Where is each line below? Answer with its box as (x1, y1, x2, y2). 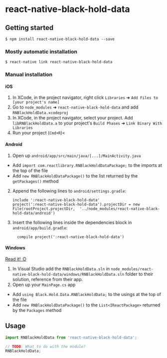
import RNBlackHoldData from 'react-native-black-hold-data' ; (5, 335, 137, 340)
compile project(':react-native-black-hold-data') (17, 234, 125, 239)
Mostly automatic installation (5, 48, 78, 55)
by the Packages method (12, 307, 62, 313)
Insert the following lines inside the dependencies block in (12, 219, 132, 225)
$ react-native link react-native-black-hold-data (5, 59, 113, 64)
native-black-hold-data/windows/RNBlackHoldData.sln (12, 271, 125, 277)
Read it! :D (5, 256, 26, 262)
